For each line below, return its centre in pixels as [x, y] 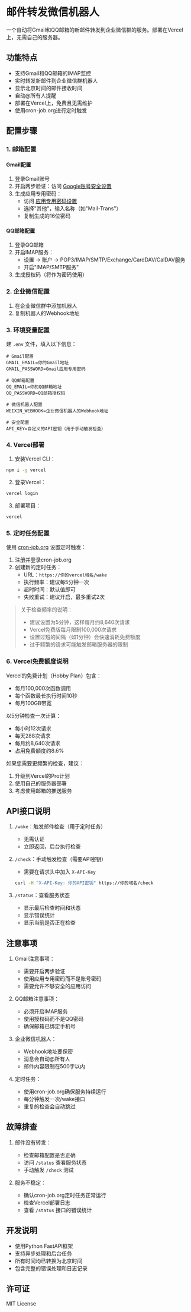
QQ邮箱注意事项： [37, 999]
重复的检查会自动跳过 [49, 1106]
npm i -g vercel [26, 470]
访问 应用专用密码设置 [50, 201]
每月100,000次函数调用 [43, 688]
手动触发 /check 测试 [48, 1170]
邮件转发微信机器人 [53, 12]
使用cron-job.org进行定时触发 [51, 110]
